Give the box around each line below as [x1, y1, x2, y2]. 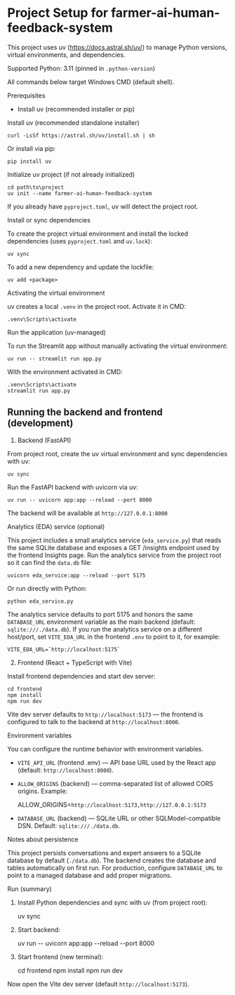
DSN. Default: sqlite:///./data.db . [17, 821, 121, 829]
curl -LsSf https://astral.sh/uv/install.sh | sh [7, 132, 156, 139]
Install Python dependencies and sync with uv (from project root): [17, 898, 208, 907]
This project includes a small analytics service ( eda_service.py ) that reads [7, 535, 222, 545]
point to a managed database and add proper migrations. [7, 871, 173, 879]
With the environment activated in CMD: [7, 367, 123, 376]
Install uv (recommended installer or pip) [17, 105, 135, 113]
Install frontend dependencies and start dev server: [7, 672, 156, 680]
